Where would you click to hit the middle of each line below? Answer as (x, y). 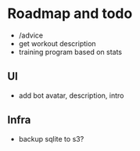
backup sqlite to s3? (51, 138)
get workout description (57, 43)
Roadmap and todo (70, 14)
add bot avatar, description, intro (71, 95)
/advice (31, 35)
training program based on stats (70, 52)
